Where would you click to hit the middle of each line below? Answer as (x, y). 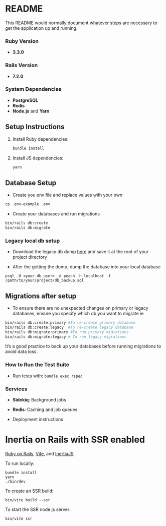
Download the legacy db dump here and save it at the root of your (80, 252)
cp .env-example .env (28, 204)
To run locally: (20, 463)
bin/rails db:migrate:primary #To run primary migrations (67, 332)
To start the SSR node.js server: (38, 509)
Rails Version (22, 65)
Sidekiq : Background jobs (39, 400)
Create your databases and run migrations (56, 214)
